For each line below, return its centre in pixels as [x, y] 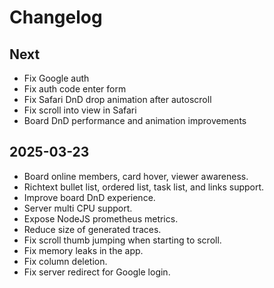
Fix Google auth [56, 78]
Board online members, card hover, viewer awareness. [136, 176]
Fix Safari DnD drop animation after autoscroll [117, 99]
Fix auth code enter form [75, 89]
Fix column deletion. [65, 261]
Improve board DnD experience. [89, 197]
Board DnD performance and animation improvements [135, 120]
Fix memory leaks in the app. [83, 250]
